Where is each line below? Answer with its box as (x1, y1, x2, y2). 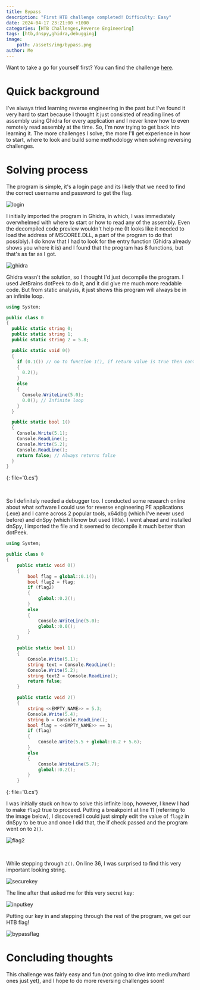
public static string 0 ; (11, 326, 73, 332)
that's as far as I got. (6, 250, 57, 257)
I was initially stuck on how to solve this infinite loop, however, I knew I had (6, 800, 189, 807)
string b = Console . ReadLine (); (27, 717, 108, 723)
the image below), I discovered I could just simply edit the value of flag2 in (6, 812, 189, 820)
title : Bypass (6, 8, 42, 15)
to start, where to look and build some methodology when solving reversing (6, 136, 192, 143)
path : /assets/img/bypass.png (17, 42, 92, 48)
